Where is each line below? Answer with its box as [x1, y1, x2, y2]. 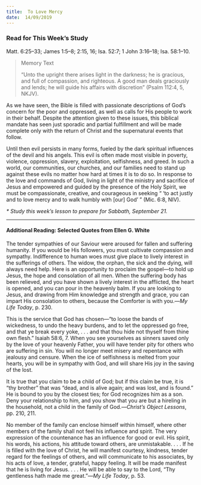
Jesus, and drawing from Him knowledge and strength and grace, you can [6, 291, 190, 298]
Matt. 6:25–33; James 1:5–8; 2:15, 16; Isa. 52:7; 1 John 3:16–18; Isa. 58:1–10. [6, 47, 190, 54]
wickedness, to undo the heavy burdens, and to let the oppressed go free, [6, 322, 189, 329]
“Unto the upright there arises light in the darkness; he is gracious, [20, 71, 185, 78]
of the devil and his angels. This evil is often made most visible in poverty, [6, 151, 188, 159]
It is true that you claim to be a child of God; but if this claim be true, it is [6, 378, 184, 385]
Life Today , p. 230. [6, 304, 53, 311]
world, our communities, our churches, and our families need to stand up [6, 164, 186, 171]
